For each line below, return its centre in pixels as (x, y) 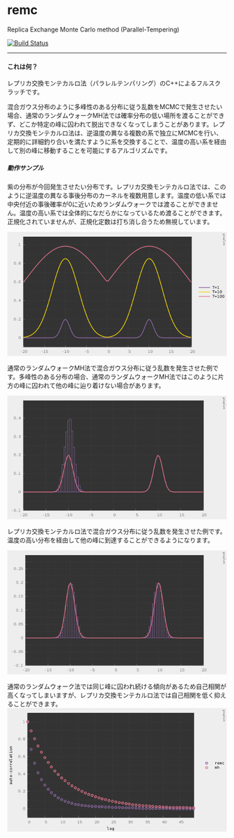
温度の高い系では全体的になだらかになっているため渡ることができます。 (123, 213)
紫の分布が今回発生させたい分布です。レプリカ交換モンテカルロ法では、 (111, 187)
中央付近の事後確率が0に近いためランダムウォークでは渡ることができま (110, 204)
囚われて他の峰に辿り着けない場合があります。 (98, 385)
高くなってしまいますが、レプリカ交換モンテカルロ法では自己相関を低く (111, 695)
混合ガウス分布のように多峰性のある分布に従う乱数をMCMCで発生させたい (115, 107)
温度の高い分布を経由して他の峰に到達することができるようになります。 (110, 540)
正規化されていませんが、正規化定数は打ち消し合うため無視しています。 (110, 222)
